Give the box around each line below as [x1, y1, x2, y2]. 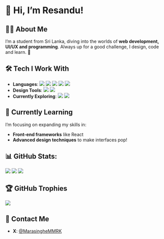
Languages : [12, 81, 39, 87]
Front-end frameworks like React [12, 131, 84, 137]
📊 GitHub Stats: [5, 152, 58, 161]
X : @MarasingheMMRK [12, 228, 62, 234]
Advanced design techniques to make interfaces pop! [12, 137, 127, 143]
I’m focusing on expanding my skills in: [5, 122, 87, 128]
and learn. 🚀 [5, 49, 31, 55]
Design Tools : [12, 87, 42, 93]
